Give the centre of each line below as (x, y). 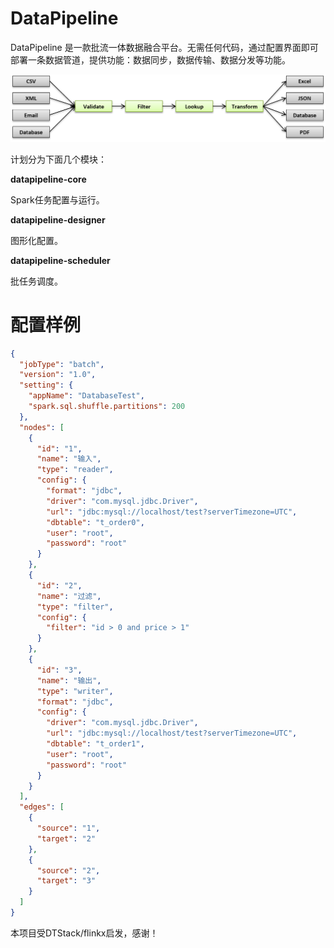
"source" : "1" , (68, 828)
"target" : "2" (66, 838)
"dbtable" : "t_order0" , (95, 522)
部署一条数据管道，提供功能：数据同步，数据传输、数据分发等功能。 (150, 59)
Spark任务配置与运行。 (57, 199)
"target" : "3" (66, 881)
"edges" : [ (42, 807)
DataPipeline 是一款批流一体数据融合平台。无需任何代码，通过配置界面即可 (164, 47)
